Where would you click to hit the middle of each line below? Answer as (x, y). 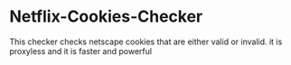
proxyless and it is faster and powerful (80, 51)
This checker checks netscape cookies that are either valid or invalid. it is (146, 42)
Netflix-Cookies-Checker (106, 17)
